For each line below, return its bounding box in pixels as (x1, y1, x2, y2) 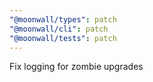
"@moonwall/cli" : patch (9, 24, 109, 34)
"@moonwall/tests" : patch (9, 33, 117, 43)
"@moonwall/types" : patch (9, 14, 117, 25)
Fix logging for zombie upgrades (9, 61, 144, 73)
